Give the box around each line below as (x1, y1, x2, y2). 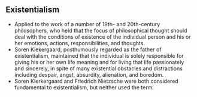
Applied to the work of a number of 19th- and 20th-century (14, 20, 160, 27)
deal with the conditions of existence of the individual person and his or (14, 33, 191, 40)
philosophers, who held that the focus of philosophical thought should (14, 27, 187, 34)
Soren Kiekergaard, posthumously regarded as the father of (14, 46, 162, 53)
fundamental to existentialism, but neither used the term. (14, 83, 154, 91)
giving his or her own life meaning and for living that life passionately (14, 58, 184, 65)
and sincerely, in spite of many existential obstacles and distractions (14, 65, 183, 72)
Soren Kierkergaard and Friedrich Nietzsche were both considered (14, 77, 179, 85)
